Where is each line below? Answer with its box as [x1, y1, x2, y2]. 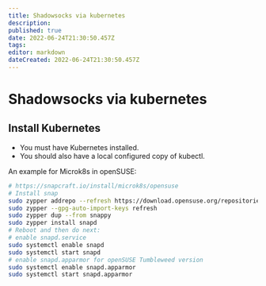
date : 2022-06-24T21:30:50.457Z [8, 33, 115, 42]
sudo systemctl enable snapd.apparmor [8, 263, 136, 271]
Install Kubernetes [8, 122, 101, 135]
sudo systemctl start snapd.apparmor [8, 271, 133, 279]
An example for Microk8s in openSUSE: [8, 166, 137, 176]
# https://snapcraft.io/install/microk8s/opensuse [8, 182, 179, 190]
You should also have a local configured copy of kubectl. [19, 151, 206, 160]
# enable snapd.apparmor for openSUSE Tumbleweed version [8, 256, 203, 264]
